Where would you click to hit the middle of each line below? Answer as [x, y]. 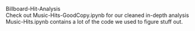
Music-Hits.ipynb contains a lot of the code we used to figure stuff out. [94, 22]
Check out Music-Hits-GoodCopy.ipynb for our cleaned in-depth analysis [97, 15]
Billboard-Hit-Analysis [33, 9]
